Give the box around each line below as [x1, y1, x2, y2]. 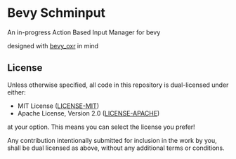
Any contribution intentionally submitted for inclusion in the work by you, [7, 136, 218, 144]
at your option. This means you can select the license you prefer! [7, 123, 195, 131]
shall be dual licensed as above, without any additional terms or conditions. [7, 144, 225, 152]
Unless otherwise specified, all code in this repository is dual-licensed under [7, 81, 229, 89]
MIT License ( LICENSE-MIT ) [17, 102, 100, 110]
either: [7, 88, 26, 96]
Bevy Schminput [7, 5, 106, 21]
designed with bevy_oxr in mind [7, 41, 99, 50]
